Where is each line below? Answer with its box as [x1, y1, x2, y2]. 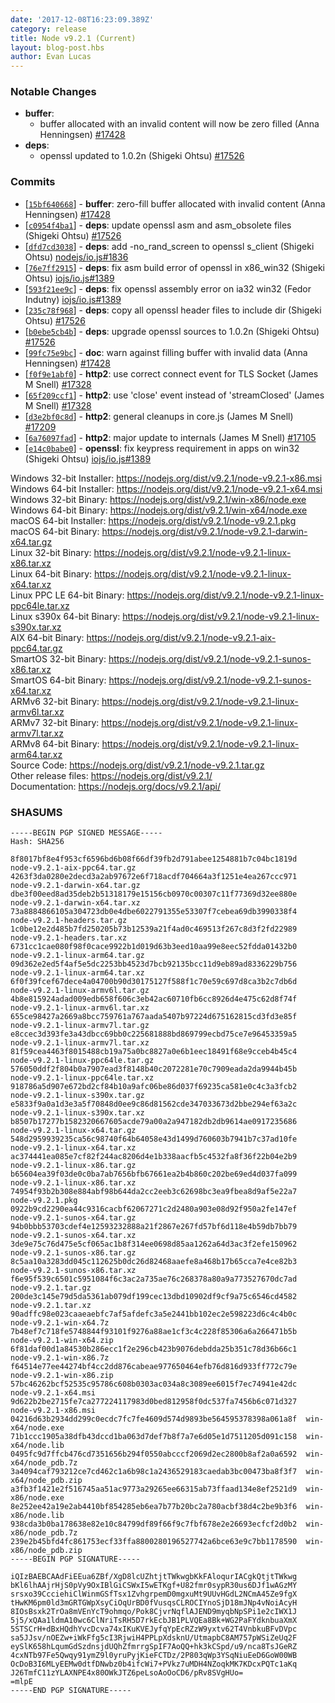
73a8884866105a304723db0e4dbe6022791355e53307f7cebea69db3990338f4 [10, 907, 298, 917]
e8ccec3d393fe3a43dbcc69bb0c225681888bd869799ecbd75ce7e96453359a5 [10, 1029, 298, 1040]
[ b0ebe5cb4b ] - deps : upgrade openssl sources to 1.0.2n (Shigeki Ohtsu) [24, 325, 320, 337]
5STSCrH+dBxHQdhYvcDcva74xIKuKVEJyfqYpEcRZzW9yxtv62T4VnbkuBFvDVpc [10, 1624, 298, 1635]
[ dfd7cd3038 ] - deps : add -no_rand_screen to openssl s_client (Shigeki [24, 240, 315, 252]
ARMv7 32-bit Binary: [10, 716, 100, 728]
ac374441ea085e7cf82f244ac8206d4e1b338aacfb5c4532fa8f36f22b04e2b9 [10, 1152, 298, 1162]
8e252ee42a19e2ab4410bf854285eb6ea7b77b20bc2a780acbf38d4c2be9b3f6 [10, 1502, 298, 1512]
